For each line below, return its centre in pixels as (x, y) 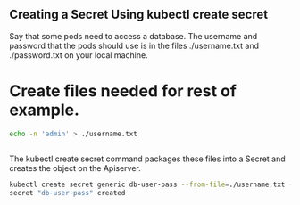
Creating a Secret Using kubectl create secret (139, 15)
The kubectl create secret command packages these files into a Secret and (147, 159)
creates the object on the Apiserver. (75, 168)
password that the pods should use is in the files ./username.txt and (134, 45)
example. (45, 110)
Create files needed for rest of (123, 91)
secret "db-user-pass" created (67, 193)
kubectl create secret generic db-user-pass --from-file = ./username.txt (147, 184)
